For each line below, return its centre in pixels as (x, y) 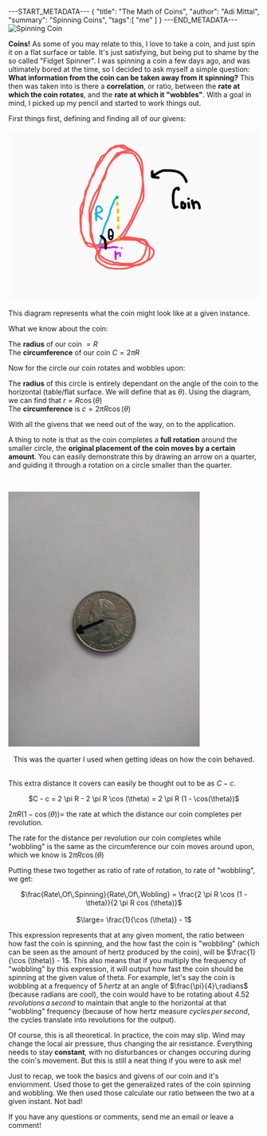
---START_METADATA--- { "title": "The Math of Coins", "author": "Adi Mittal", (134, 12)
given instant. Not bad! (45, 1101)
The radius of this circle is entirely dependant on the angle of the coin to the (133, 383)
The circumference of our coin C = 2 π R (74, 352)
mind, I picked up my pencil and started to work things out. (105, 103)
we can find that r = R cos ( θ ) (55, 400)
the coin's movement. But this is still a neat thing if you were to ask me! (125, 1060)
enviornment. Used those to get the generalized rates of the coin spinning (130, 1084)
